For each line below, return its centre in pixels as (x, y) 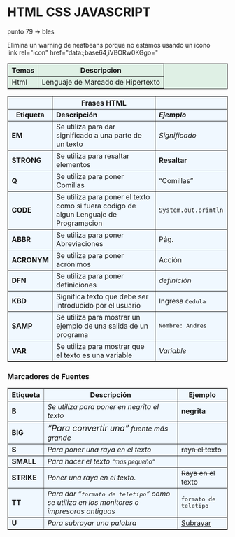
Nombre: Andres (183, 326)
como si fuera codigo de (96, 206)
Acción (170, 259)
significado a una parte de (99, 135)
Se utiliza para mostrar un (98, 317)
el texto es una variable (94, 355)
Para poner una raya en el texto (99, 450)
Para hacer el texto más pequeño (100, 461)
